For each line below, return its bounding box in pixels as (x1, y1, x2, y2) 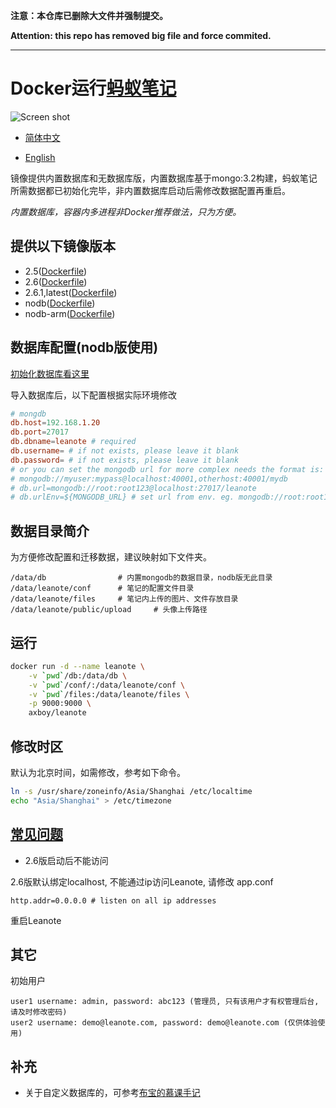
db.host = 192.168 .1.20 (10, 418, 101, 428)
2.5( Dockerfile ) (24, 265, 88, 277)
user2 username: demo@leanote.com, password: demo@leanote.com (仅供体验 (10, 1018, 318, 1028)
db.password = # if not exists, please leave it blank (10, 455, 240, 465)
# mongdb (10, 409, 47, 419)
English (24, 151, 56, 163)
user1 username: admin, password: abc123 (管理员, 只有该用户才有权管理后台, (10, 997, 320, 1007)
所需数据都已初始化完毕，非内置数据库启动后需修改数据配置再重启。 (10, 184, 291, 196)
